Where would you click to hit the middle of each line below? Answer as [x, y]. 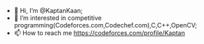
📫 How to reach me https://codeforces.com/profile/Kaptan [100, 33]
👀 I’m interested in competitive [57, 18]
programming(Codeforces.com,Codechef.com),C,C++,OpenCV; [106, 25]
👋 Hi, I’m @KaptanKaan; [48, 11]
